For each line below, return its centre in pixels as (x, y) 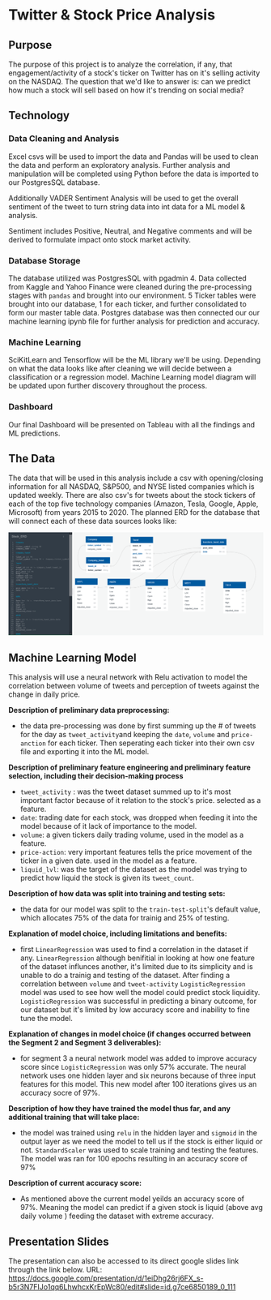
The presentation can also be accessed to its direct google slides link (124, 1261)
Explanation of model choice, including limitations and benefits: (118, 933)
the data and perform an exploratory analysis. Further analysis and (119, 165)
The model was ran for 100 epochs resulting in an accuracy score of (134, 1159)
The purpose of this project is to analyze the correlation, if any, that (121, 64)
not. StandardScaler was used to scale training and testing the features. (139, 1150)
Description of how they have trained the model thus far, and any (119, 1109)
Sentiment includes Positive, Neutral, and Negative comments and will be (130, 231)
